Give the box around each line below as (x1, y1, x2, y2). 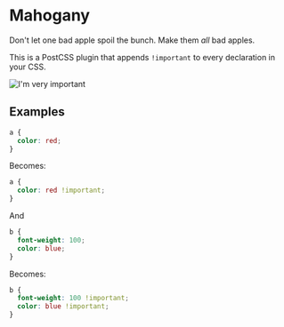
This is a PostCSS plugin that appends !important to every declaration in (9, 52, 276, 62)
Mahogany (9, 5, 91, 26)
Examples (9, 104, 65, 120)
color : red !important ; (17, 186, 105, 195)
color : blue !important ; (17, 302, 110, 311)
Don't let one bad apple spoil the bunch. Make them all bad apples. (9, 35, 256, 45)
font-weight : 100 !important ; (17, 294, 129, 303)
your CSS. (9, 61, 46, 72)
